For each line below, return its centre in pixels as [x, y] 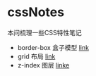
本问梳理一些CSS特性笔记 [45, 32]
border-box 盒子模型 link [53, 47]
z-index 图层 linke [43, 65]
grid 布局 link [36, 56]
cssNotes [36, 12]
